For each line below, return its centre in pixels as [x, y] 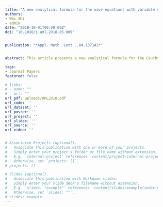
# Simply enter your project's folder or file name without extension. [81, 152]
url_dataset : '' [21, 107]
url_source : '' [20, 125]
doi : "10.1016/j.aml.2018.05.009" [40, 32]
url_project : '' [21, 116]
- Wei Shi [15, 18]
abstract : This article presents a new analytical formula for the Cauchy [82, 58]
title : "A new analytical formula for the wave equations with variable [80, 9]
